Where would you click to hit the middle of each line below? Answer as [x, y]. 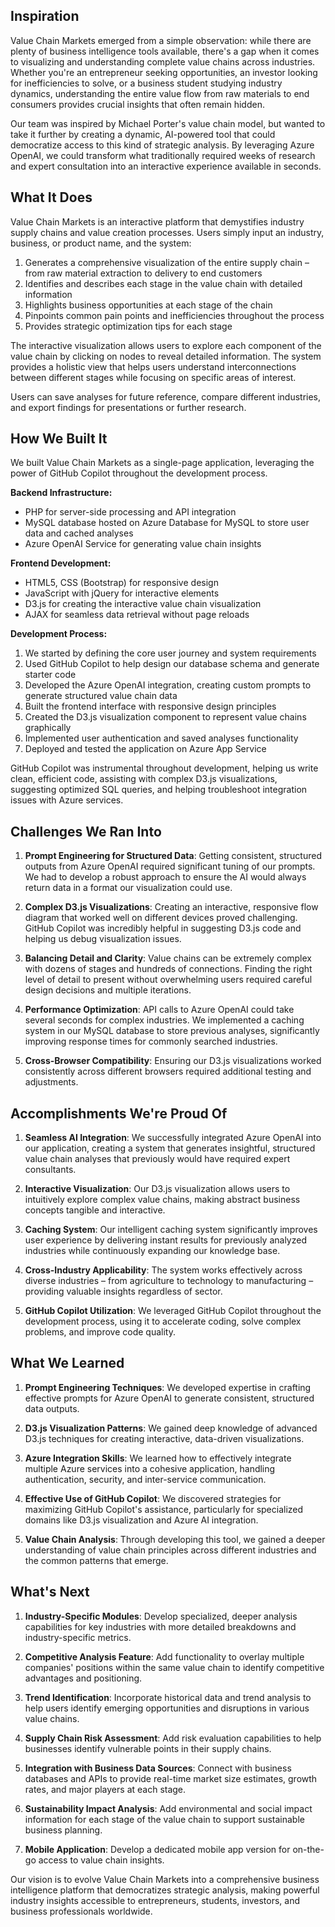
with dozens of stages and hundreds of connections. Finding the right [168, 969]
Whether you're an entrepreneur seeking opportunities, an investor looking [164, 72]
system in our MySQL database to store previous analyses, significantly [172, 1031]
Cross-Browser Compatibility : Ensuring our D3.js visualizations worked [173, 1061]
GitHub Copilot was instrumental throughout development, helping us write [164, 768]
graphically [48, 728]
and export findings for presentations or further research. [128, 407]
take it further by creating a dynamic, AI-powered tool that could [143, 134]
